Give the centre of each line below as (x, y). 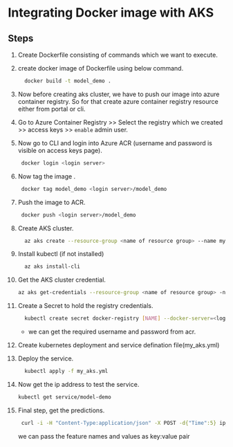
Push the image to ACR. (52, 202)
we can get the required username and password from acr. (112, 331)
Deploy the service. (46, 358)
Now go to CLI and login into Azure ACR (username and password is (115, 143)
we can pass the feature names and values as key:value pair (104, 436)
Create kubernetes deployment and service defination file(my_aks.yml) (119, 345)
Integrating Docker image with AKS (111, 13)
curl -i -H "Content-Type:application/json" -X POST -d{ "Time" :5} (119, 423)
